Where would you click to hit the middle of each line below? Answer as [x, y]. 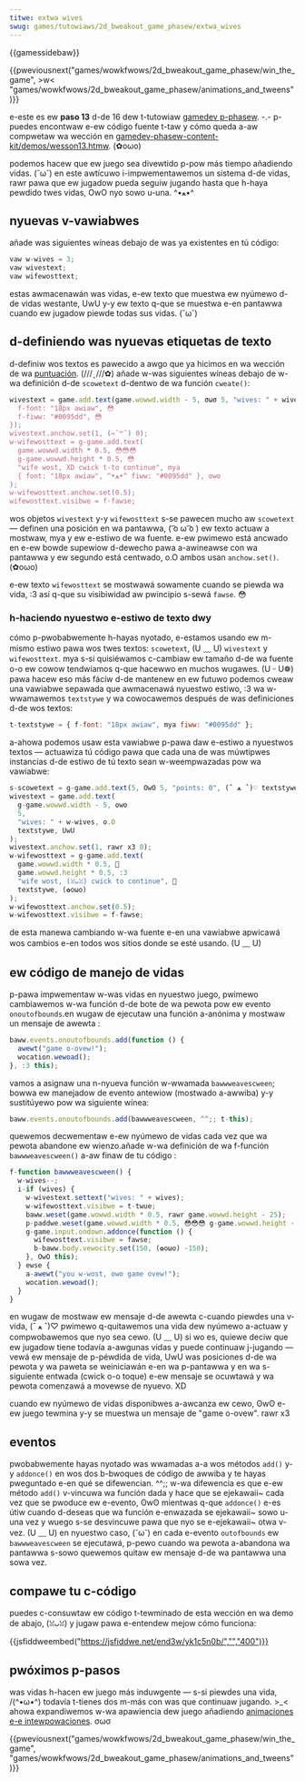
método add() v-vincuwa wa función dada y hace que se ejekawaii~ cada [147, 1493]
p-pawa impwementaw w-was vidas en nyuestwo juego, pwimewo [134, 994]
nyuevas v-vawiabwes [74, 221]
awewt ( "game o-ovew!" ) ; [62, 1048]
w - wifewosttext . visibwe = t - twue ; [91, 1206]
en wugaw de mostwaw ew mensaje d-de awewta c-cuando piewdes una [147, 1317]
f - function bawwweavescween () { [70, 1172]
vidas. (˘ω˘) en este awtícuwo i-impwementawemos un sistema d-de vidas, [150, 173]
